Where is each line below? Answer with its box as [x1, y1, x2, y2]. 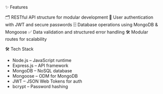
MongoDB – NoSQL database [12, 68, 72, 73]
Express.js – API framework [12, 63, 68, 68]
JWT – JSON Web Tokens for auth [12, 78, 83, 84]
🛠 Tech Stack [5, 46, 34, 52]
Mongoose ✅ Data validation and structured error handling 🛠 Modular [5, 29, 149, 35]
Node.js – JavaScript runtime [12, 58, 72, 63]
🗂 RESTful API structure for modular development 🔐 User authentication [5, 14, 154, 20]
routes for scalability [5, 36, 47, 42]
